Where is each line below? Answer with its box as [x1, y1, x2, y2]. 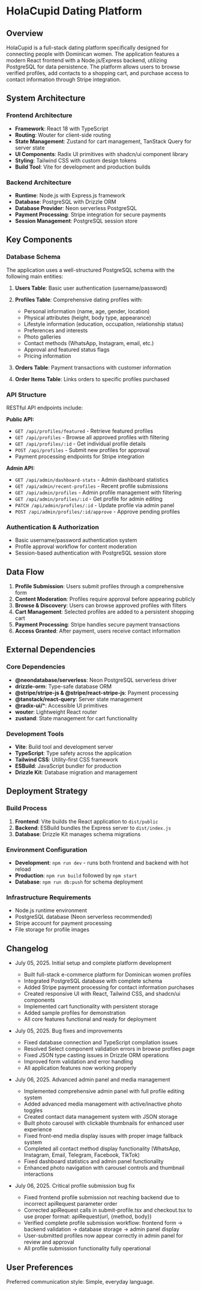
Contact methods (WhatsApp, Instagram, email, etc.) [23, 339, 154, 346]
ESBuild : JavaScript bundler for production [14, 762, 122, 769]
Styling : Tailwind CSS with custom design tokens [14, 157, 137, 164]
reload [14, 865, 31, 873]
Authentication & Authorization [6, 523, 99, 531]
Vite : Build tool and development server [14, 743, 114, 751]
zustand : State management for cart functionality [14, 714, 138, 721]
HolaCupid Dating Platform [6, 4, 142, 18]
